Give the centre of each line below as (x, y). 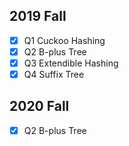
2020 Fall (39, 106)
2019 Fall (38, 16)
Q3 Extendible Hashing (71, 63)
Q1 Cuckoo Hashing (64, 40)
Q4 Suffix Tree (54, 74)
